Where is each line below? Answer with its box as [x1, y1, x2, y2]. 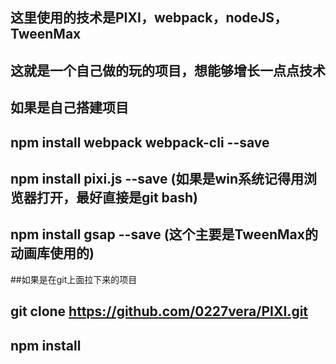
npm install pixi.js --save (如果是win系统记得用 [10, 170, 305, 187]
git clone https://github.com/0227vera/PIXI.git [10, 303, 309, 320]
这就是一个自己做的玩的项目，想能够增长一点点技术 [10, 62, 326, 79]
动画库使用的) [10, 245, 95, 262]
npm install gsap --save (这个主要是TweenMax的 [10, 226, 318, 243]
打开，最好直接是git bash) [36, 189, 199, 206]
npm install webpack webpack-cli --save [10, 134, 270, 151]
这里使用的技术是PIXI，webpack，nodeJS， [10, 9, 288, 27]
